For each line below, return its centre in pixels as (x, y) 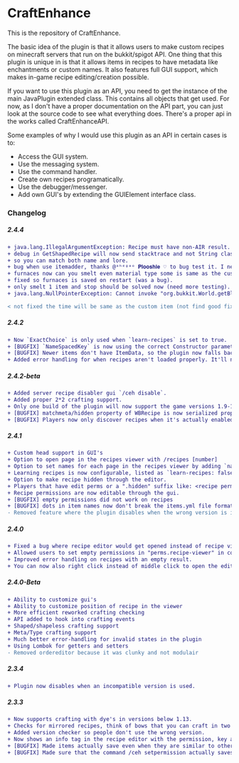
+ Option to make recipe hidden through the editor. (87, 480)
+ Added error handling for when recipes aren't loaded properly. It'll (117, 360)
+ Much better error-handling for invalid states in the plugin (105, 639)
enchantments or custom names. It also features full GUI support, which (113, 69)
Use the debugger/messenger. (63, 186)
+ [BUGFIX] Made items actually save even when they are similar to (111, 746)
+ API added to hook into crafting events (71, 620)
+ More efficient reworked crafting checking (76, 613)
